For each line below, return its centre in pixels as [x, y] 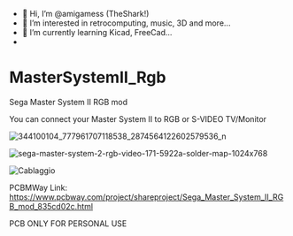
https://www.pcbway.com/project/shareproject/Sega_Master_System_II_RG [146, 197]
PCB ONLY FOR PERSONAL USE [68, 223]
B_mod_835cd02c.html [51, 206]
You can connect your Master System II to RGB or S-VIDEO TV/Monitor [138, 118]
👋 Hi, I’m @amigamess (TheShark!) [85, 14]
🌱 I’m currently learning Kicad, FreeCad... [97, 32]
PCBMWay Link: [39, 187]
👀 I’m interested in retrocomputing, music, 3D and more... [126, 23]
